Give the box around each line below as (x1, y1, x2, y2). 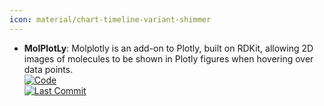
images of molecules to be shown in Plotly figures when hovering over (23, 52, 314, 65)
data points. (23, 63, 74, 75)
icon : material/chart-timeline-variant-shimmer (9, 14, 212, 25)
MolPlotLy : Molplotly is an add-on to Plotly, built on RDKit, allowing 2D (23, 42, 314, 54)
